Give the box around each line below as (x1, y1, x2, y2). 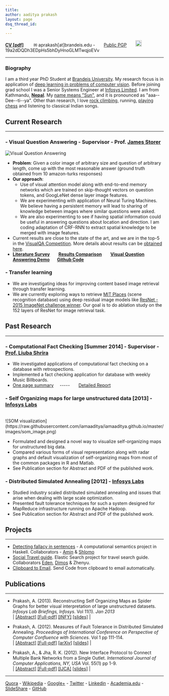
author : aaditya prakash (5, 12, 57, 17)
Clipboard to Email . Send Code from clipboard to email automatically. (12, 565, 155, 571)
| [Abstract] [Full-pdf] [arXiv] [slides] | (12, 640, 92, 646)
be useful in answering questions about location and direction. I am (20, 219, 159, 225)
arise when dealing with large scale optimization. (12, 494, 114, 501)
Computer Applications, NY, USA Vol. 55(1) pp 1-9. (12, 660, 117, 667)
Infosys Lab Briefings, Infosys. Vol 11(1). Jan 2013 (12, 609, 115, 615)
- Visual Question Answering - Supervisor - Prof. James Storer (5, 138, 161, 145)
